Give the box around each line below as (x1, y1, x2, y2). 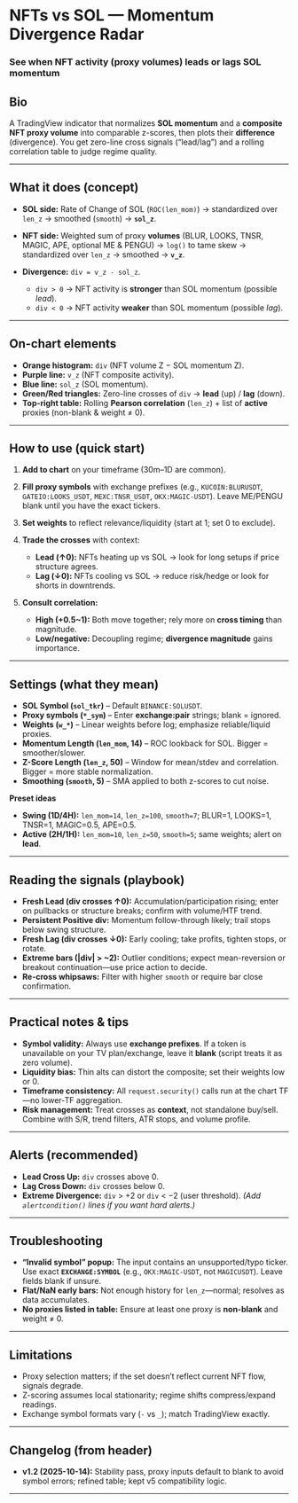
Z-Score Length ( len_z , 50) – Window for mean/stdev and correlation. (21, 757, 279, 768)
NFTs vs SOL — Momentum (9, 5, 215, 26)
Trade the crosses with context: (21, 535, 140, 545)
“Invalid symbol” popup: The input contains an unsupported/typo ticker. (21, 1256, 288, 1268)
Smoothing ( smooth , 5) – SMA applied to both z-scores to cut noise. (21, 776, 270, 787)
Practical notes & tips (9, 1014, 129, 1029)
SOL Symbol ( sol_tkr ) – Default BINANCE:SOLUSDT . (21, 701, 203, 711)
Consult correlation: (21, 598, 98, 608)
